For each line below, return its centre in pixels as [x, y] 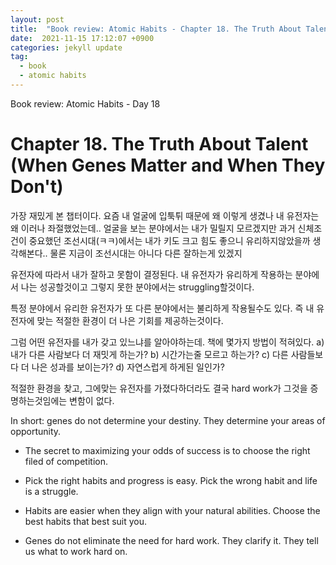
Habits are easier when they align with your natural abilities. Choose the [172, 510]
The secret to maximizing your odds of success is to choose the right [167, 450]
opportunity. [36, 431]
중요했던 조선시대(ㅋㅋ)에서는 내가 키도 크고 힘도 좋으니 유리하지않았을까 [169, 240]
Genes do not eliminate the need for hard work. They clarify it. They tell [171, 540]
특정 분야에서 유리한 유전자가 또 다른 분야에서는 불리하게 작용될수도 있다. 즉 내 [162, 308]
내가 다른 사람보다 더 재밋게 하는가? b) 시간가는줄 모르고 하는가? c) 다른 [149, 354]
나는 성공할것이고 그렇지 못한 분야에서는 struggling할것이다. [137, 287]
